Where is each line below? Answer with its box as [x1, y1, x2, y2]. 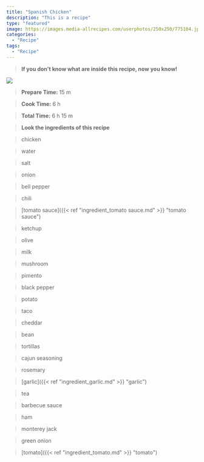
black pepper [21, 284, 55, 291]
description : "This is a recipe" [6, 15, 91, 21]
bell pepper [21, 183, 50, 190]
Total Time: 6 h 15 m [21, 112, 73, 119]
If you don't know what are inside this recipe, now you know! [21, 65, 178, 72]
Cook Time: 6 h [21, 100, 61, 107]
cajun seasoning [21, 354, 63, 362]
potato [21, 295, 38, 303]
